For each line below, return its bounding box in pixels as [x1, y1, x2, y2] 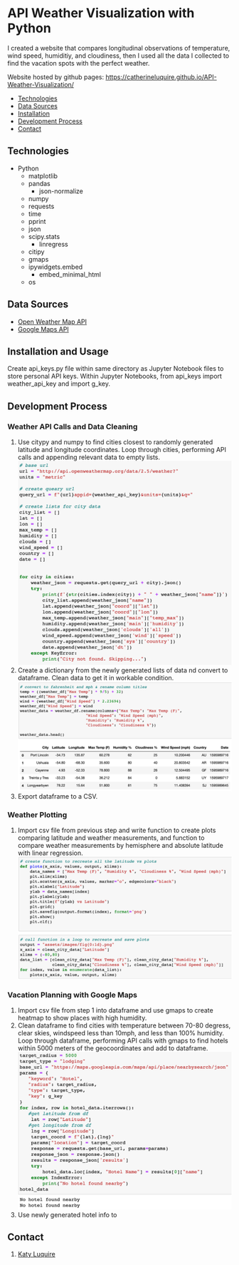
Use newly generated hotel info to [17, 1210, 117, 1219]
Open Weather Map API [17, 317, 87, 326]
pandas [28, 179, 51, 188]
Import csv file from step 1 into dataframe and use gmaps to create [17, 1006, 213, 1015]
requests [28, 202, 55, 210]
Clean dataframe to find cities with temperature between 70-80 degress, [17, 1021, 231, 1030]
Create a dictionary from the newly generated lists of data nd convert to [17, 666, 228, 675]
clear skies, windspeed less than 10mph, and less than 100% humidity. [17, 1029, 225, 1038]
